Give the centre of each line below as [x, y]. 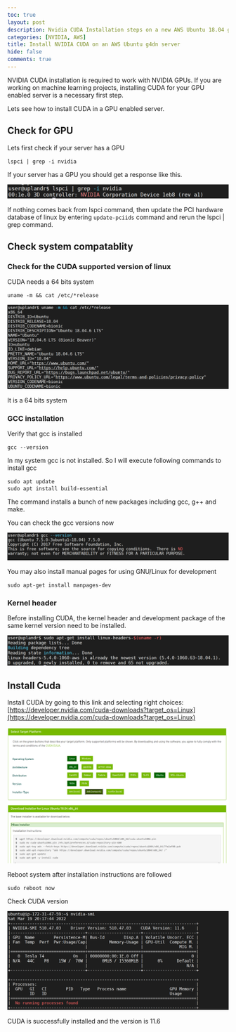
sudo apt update [31, 482]
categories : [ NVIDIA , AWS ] [47, 37]
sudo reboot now [31, 888]
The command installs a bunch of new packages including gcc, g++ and [112, 502]
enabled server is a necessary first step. [66, 95]
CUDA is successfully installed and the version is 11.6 [84, 1021]
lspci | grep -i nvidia [42, 162]
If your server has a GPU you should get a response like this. [95, 174]
